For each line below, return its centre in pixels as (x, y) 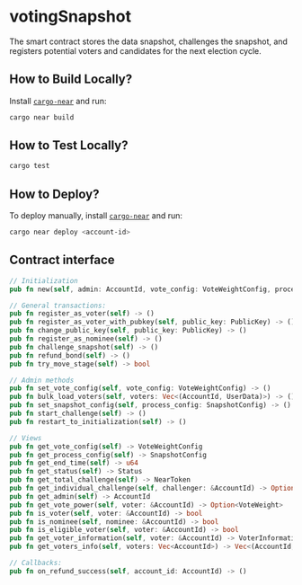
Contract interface (62, 260)
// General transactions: (58, 306)
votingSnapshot (71, 17)
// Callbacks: (36, 563)
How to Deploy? (54, 194)
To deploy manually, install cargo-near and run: (96, 216)
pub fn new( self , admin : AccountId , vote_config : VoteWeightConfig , (140, 289)
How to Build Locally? (71, 80)
